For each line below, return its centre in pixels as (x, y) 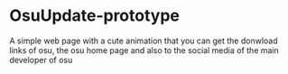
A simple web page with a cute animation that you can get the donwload (144, 41)
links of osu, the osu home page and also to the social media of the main (144, 50)
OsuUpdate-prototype (95, 16)
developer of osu (41, 60)
